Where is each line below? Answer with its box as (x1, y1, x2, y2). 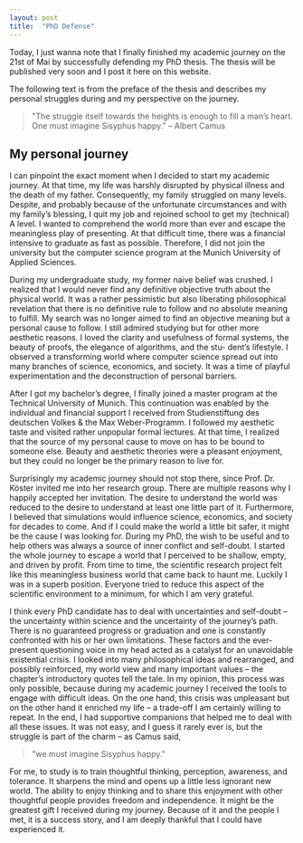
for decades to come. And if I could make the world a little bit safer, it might (9, 522, 289, 532)
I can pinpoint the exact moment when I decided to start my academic (9, 170, 270, 181)
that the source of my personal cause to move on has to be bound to (9, 436, 265, 447)
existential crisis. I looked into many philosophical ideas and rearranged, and (9, 654, 295, 666)
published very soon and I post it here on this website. (9, 65, 212, 77)
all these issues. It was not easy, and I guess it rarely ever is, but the (9, 722, 263, 733)
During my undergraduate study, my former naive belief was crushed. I (9, 274, 273, 285)
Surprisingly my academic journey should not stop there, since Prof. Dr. (9, 473, 276, 484)
